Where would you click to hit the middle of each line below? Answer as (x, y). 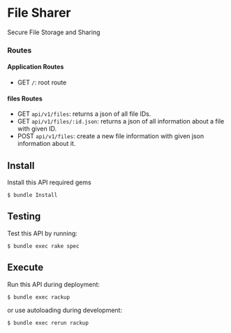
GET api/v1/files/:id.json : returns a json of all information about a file (121, 121)
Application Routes (36, 67)
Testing (24, 217)
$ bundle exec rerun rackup (48, 323)
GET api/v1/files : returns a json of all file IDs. (84, 114)
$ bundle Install (32, 195)
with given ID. (37, 129)
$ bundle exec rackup (39, 297)
